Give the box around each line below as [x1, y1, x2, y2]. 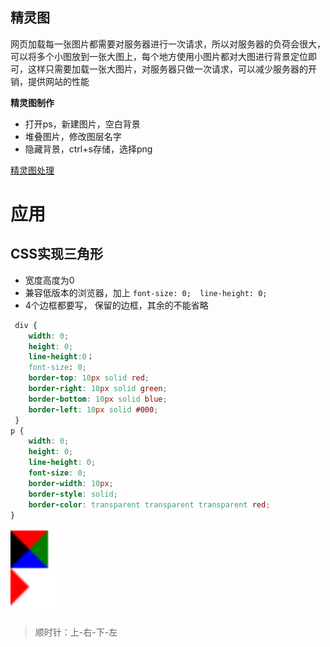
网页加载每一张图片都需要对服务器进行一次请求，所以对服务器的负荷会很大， [10, 38, 326, 50]
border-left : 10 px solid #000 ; [28, 404, 159, 415]
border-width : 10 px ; [28, 478, 114, 488]
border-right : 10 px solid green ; [28, 384, 168, 394]
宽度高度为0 [24, 274, 75, 286]
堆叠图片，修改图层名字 [24, 130, 122, 142]
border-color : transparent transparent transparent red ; [28, 499, 271, 510]
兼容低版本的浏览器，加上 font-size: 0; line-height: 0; [24, 286, 268, 298]
